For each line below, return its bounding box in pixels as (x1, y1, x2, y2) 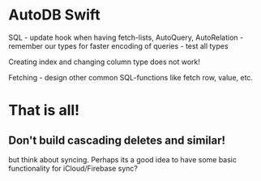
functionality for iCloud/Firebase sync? (8, 163, 138, 173)
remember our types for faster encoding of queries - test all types (8, 41, 229, 50)
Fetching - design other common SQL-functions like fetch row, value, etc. (8, 72, 254, 82)
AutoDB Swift (8, 6, 101, 24)
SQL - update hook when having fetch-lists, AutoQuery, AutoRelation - (8, 32, 244, 42)
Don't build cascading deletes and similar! (8, 133, 225, 147)
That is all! (8, 101, 80, 119)
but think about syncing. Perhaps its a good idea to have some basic (8, 154, 237, 164)
